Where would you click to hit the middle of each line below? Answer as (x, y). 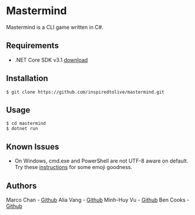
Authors (22, 186)
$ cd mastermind (26, 124)
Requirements (32, 46)
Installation (27, 79)
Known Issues (33, 146)
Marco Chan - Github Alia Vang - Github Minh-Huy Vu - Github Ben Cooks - (98, 200)
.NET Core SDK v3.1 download (51, 59)
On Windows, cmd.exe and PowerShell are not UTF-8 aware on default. (101, 161)
